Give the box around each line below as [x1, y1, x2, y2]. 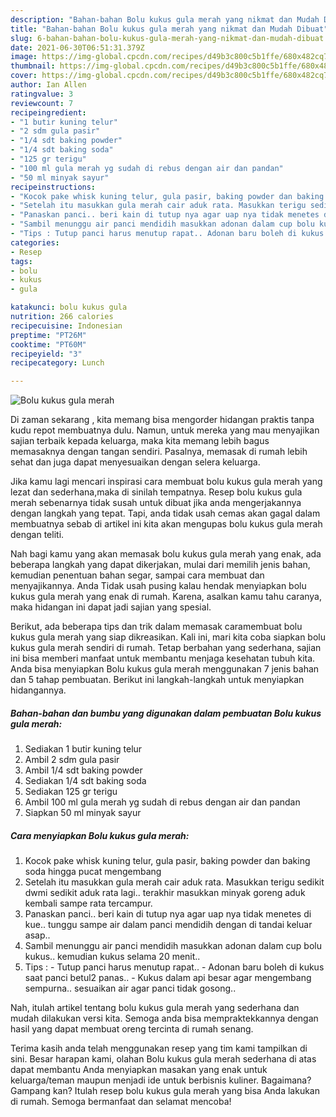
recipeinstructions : [10, 182, 97, 192]
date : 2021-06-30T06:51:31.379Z [10, 42, 145, 53]
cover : [10, 71, 38, 81]
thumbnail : [10, 61, 56, 71]
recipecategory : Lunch [10, 358, 105, 368]
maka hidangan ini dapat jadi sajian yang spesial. [10, 601, 212, 613]
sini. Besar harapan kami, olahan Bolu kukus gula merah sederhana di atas [10, 1053, 317, 1065]
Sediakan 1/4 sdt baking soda [24, 775, 147, 787]
